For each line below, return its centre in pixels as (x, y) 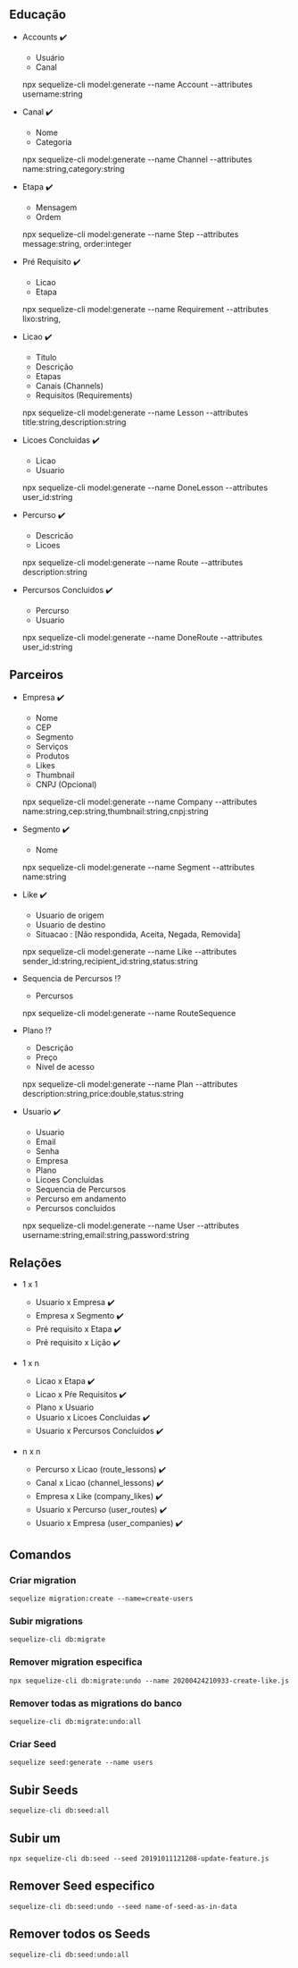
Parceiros (37, 675)
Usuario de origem (70, 915)
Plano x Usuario (65, 1407)
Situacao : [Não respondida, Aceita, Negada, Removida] (138, 934)
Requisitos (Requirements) (84, 395)
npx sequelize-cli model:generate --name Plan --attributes (130, 1084)
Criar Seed (33, 1743)
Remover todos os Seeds (80, 1934)
